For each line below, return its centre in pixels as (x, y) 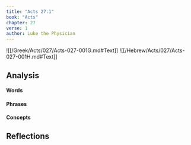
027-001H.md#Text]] (32, 57)
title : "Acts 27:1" (30, 12)
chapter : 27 (21, 22)
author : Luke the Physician (41, 34)
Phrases (17, 104)
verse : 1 (17, 28)
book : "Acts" (22, 17)
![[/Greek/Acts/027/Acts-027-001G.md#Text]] (62, 50)
